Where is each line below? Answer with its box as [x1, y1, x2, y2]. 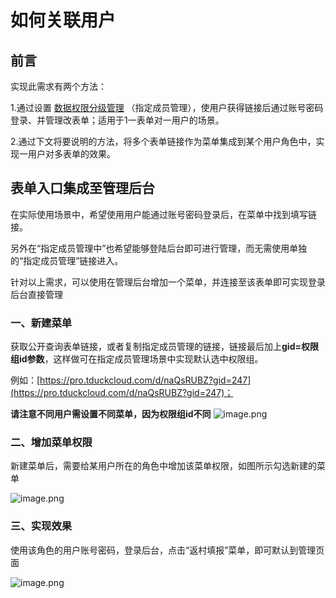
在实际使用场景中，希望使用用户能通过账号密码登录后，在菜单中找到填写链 [10, 208, 317, 220]
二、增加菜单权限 [10, 436, 93, 450]
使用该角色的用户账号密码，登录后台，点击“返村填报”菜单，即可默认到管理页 [10, 544, 325, 556]
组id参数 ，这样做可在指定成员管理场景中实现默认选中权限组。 [10, 353, 264, 365]
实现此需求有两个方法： [10, 81, 107, 92]
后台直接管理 [10, 288, 63, 300]
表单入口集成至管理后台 [10, 180, 155, 197]
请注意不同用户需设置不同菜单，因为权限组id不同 [10, 408, 212, 420]
